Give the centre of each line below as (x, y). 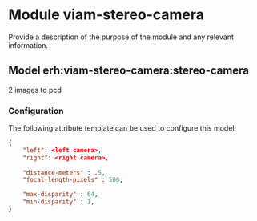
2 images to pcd (35, 90)
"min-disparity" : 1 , (58, 202)
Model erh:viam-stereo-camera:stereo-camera (129, 71)
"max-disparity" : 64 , (60, 195)
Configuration (36, 110)
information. (28, 45)
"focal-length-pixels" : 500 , (73, 180)
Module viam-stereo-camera (106, 15)
